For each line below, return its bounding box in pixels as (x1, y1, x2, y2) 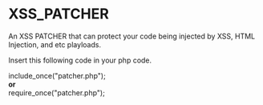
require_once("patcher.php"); (8, 87, 106, 97)
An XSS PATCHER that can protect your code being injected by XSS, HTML (8, 31, 255, 41)
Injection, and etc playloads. (8, 39, 102, 49)
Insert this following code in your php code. (8, 55, 152, 65)
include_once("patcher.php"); (8, 71, 106, 80)
